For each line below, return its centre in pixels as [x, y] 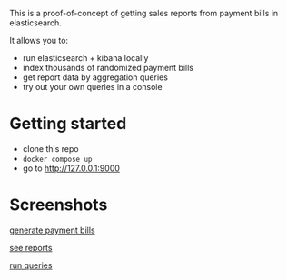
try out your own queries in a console [92, 87]
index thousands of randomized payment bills [108, 68]
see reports [31, 247]
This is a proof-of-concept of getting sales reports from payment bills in [144, 13]
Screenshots [59, 205]
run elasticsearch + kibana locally [85, 58]
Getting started [68, 124]
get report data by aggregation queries [95, 77]
